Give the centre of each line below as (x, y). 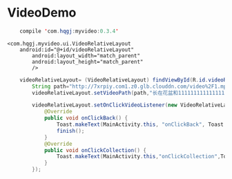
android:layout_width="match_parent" (86, 56)
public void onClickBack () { (86, 118)
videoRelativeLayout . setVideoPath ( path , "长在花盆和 (105, 93)
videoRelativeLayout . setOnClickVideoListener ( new (105, 105)
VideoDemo (42, 13)
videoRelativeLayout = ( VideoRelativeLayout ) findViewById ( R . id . (114, 80)
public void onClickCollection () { (95, 150)
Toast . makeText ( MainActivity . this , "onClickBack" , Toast (140, 125)
